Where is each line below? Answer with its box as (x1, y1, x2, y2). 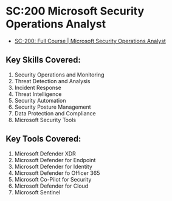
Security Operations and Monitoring (14, 71, 105, 78)
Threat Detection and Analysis (14, 77, 91, 84)
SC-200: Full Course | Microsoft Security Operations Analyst (14, 37, 167, 44)
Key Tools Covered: (5, 134, 81, 144)
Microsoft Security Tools (14, 116, 77, 123)
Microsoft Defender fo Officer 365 (14, 169, 100, 177)
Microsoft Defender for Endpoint (14, 156, 96, 163)
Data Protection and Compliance (14, 109, 96, 117)
